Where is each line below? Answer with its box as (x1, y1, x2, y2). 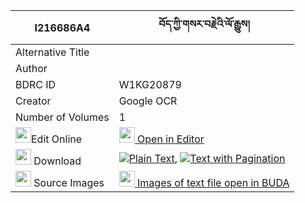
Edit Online (31, 132, 83, 146)
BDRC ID (15, 78, 57, 91)
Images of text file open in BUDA (137, 176, 290, 189)
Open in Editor (137, 132, 205, 146)
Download (33, 154, 82, 168)
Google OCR (118, 94, 178, 108)
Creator (15, 94, 52, 108)
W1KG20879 (118, 78, 182, 91)
